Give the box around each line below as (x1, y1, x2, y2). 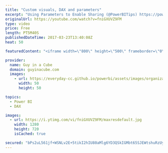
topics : (5, 94, 21, 100)
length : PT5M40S (5, 30, 39, 35)
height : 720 (14, 127, 39, 132)
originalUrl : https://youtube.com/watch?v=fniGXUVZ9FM (5, 16, 122, 21)
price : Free (5, 26, 30, 31)
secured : (5, 140, 23, 145)
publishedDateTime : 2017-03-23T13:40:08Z (5, 35, 93, 40)
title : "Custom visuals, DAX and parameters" (5, 7, 101, 12)
